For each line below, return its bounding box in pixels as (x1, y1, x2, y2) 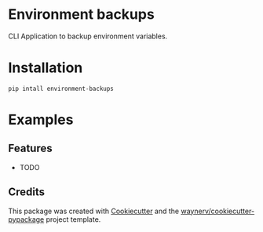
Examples (8, 111, 74, 129)
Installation (8, 59, 83, 77)
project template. (46, 214, 101, 224)
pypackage (8, 214, 45, 224)
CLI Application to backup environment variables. (8, 31, 168, 41)
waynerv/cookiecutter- (180, 206, 255, 216)
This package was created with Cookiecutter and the (8, 206, 180, 216)
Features (8, 142, 53, 155)
